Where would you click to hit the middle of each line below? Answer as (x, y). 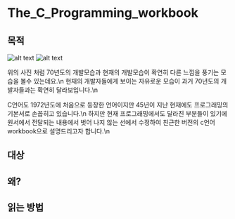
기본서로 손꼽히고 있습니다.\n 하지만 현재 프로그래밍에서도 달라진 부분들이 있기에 (117, 113)
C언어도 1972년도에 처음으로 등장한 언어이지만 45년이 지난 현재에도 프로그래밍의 (118, 105)
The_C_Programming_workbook (103, 13)
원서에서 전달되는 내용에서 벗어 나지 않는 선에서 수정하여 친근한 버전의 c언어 (112, 122)
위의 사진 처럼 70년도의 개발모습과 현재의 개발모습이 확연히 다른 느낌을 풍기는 (113, 72)
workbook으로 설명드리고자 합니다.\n (59, 131)
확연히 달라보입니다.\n (68, 90)
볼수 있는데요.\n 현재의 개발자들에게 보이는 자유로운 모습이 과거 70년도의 (120, 81)
